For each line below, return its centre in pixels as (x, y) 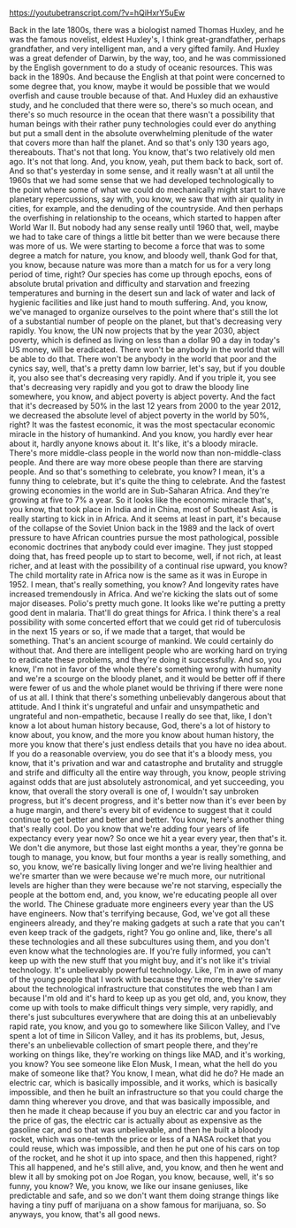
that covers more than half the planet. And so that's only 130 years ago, (139, 142)
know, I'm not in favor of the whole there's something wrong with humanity (145, 669)
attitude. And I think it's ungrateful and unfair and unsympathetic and (134, 706)
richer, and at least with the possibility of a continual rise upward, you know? (148, 566)
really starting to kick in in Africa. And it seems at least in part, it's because (145, 518)
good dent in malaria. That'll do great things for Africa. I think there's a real (145, 613)
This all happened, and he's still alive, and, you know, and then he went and (147, 1167)
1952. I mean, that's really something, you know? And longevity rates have (144, 584)
